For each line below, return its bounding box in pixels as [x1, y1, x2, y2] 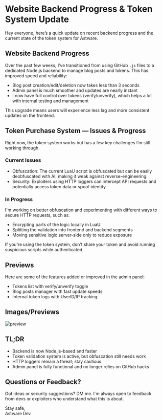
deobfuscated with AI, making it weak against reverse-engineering [12, 173, 147, 179]
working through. [5, 145, 40, 151]
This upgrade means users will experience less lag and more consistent [5, 107, 150, 113]
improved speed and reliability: [5, 72, 68, 79]
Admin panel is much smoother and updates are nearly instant [12, 87, 138, 93]
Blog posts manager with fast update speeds [12, 288, 103, 294]
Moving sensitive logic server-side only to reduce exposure [12, 232, 132, 238]
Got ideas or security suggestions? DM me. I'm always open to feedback [5, 391, 152, 397]
